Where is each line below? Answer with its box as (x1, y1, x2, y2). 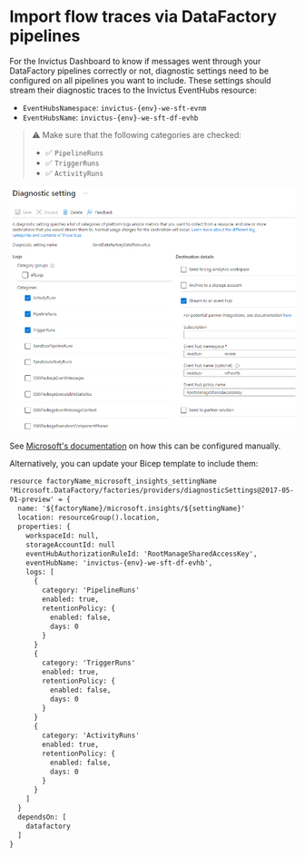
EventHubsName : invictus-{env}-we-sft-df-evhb (22, 112, 199, 123)
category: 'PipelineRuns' (42, 586, 141, 595)
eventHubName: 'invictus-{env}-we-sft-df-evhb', (25, 558, 213, 567)
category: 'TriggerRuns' (42, 658, 136, 667)
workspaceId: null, (25, 531, 100, 540)
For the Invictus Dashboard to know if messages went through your (9, 55, 261, 66)
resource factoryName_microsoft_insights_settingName (9, 477, 218, 486)
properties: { (17, 522, 71, 531)
